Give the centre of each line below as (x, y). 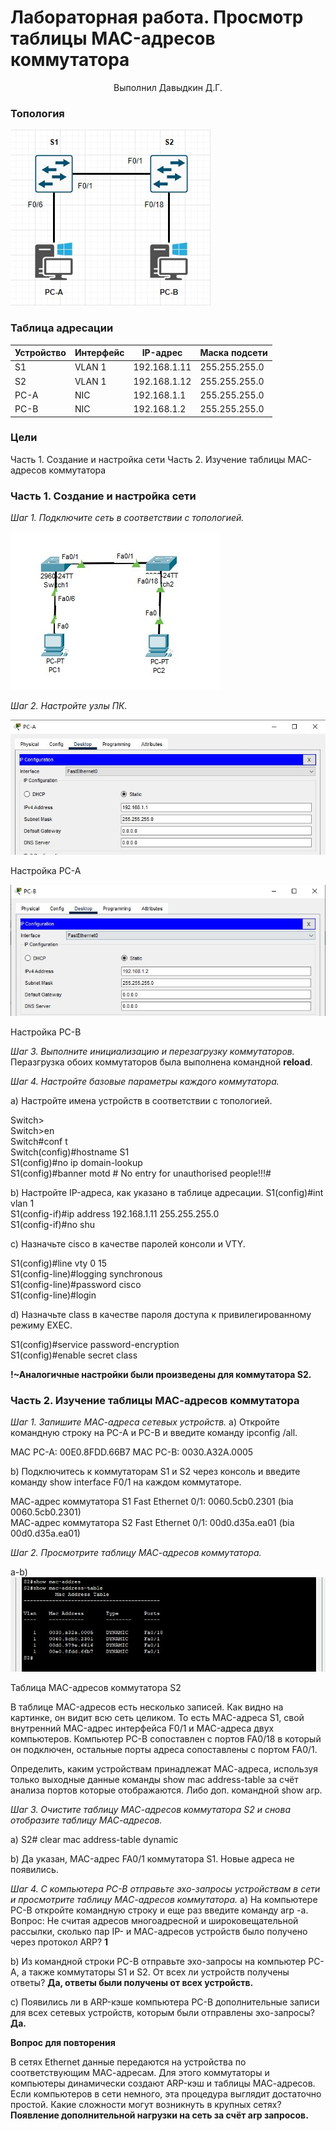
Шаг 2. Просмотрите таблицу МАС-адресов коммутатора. (136, 1553)
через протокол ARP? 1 (59, 1942)
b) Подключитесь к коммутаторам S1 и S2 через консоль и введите (155, 1472)
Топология (37, 113)
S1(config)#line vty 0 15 (59, 1263)
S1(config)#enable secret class (74, 1355)
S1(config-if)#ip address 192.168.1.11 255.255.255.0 (115, 1214)
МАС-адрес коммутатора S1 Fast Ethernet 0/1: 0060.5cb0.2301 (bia (152, 1502)
